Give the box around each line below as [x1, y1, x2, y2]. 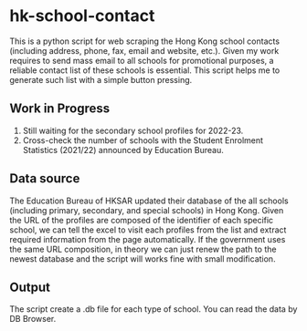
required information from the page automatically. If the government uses [9, 233, 286, 244]
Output [9, 279, 50, 295]
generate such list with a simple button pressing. [9, 74, 193, 85]
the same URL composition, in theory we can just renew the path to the [9, 243, 277, 254]
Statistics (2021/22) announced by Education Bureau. [22, 144, 224, 155]
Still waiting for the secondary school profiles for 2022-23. [22, 125, 244, 136]
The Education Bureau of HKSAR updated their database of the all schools [9, 195, 290, 206]
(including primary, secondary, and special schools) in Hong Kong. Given [9, 204, 284, 215]
